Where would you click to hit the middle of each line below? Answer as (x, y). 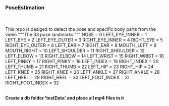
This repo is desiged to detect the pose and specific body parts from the (81, 29)
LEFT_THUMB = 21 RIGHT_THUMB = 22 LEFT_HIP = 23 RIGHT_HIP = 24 (79, 67)
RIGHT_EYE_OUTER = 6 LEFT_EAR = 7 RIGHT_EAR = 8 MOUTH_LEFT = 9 (81, 45)
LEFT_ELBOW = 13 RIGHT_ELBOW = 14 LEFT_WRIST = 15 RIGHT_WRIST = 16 (84, 56)
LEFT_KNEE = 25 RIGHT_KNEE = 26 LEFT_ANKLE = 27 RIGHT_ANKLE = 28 (82, 72)
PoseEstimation (25, 8)
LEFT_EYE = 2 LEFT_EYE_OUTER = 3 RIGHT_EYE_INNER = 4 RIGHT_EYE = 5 (84, 40)
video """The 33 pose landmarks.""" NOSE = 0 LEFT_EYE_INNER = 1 (76, 35)
